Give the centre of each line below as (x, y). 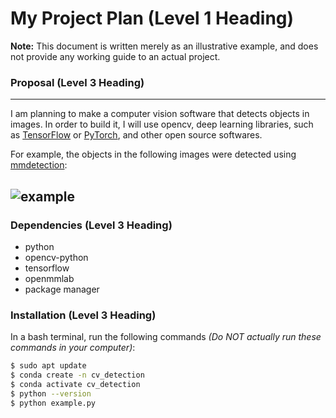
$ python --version (51, 393)
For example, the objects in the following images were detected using (153, 154)
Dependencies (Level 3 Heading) (91, 225)
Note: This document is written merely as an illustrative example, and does (164, 46)
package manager (62, 289)
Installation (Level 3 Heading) (83, 315)
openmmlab (49, 278)
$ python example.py (53, 403)
